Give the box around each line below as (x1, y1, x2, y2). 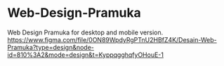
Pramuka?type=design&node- (7, 43, 95, 51)
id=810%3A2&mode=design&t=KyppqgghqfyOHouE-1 (7, 51, 164, 59)
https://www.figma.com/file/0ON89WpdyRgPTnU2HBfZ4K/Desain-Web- (7, 35, 217, 44)
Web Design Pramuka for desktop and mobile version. (7, 28, 164, 37)
